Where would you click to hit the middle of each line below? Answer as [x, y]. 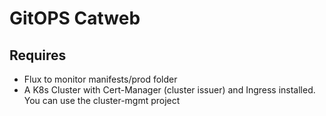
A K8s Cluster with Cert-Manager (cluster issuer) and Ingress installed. [169, 90]
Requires [38, 55]
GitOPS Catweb [75, 18]
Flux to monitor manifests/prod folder [100, 79]
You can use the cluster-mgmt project [102, 100]
